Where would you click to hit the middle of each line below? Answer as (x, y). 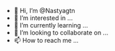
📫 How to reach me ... (46, 40)
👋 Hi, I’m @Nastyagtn (44, 11)
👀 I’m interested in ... (43, 18)
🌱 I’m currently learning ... (51, 25)
